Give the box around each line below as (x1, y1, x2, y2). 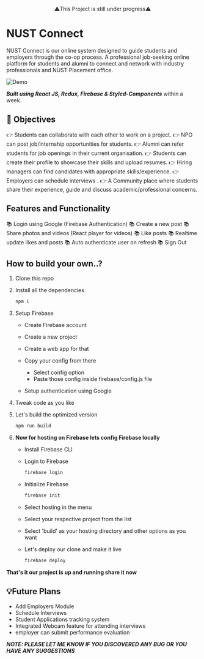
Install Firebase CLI (24, 446, 73, 453)
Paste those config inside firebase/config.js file (33, 375, 153, 383)
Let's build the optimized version (15, 411, 98, 418)
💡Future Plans (6, 586, 61, 597)
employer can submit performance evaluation (15, 628, 130, 636)
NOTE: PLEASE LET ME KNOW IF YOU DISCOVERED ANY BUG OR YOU (6, 640, 188, 648)
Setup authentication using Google (24, 387, 112, 394)
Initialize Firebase (24, 481, 69, 488)
